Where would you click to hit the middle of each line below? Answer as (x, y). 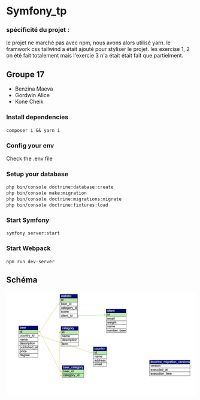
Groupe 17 (25, 74)
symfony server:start (33, 233)
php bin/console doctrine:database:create (60, 187)
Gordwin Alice (32, 95)
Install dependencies (37, 117)
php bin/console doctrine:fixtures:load (57, 205)
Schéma (22, 280)
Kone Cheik (29, 102)
